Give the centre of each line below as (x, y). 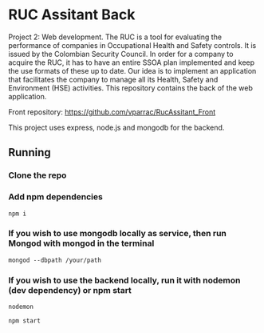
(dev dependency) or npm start (70, 290)
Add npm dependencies (56, 197)
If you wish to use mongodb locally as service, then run (118, 234)
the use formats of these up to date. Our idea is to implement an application (132, 70)
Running (30, 152)
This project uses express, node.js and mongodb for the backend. (116, 127)
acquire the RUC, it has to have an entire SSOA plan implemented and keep (132, 62)
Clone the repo (37, 175)
